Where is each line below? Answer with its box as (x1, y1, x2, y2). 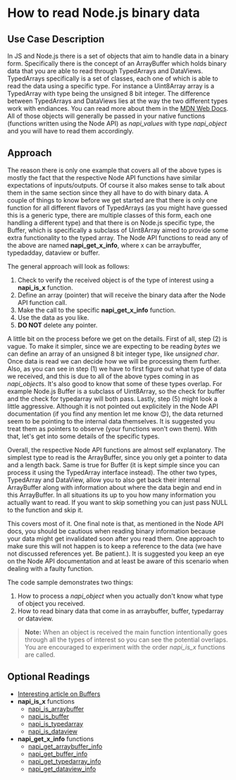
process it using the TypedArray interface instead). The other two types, (7, 468, 218, 476)
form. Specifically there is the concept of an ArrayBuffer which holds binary (7, 59, 227, 68)
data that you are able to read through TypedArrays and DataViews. (7, 67, 203, 75)
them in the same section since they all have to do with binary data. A (7, 188, 209, 197)
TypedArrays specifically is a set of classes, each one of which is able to (7, 74, 218, 83)
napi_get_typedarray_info (27, 757, 101, 765)
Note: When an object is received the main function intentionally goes (24, 628, 228, 636)
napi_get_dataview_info (27, 764, 97, 773)
